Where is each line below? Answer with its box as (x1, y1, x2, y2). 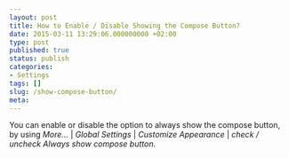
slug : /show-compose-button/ (9, 87, 117, 96)
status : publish (9, 54, 69, 63)
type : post (9, 37, 50, 47)
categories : (9, 63, 53, 72)
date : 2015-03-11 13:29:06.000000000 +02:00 (9, 29, 177, 38)
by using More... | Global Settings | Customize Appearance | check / (9, 130, 260, 140)
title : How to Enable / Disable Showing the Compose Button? (9, 21, 241, 30)
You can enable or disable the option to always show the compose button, (9, 120, 281, 130)
